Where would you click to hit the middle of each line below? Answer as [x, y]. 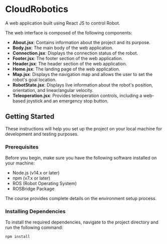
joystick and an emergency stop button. [68, 100]
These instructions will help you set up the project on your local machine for [83, 128]
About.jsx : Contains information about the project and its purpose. [81, 42]
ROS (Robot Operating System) [44, 183]
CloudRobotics [37, 9]
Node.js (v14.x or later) [36, 173]
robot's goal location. [34, 79]
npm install [18, 237]
